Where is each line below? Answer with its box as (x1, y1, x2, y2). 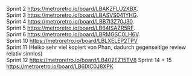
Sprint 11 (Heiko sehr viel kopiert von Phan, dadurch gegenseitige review (6, 43, 186, 51)
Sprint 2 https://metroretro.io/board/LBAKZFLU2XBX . (6, 5, 139, 12)
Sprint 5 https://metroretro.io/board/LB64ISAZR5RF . (6, 24, 136, 31)
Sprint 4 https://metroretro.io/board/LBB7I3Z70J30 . (6, 18, 135, 25)
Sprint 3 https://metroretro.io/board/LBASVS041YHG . (6, 11, 139, 19)
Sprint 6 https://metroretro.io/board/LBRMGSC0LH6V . (6, 31, 141, 38)
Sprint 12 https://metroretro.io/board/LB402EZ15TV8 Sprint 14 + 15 (6, 57, 172, 63)
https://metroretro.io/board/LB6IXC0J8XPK (6, 63, 114, 70)
